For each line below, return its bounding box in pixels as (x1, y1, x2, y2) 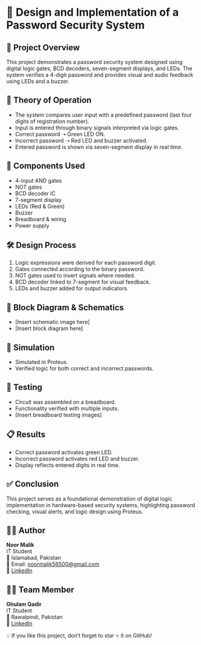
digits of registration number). (14, 117, 89, 125)
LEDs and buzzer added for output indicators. (14, 285, 129, 292)
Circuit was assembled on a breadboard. (14, 398, 116, 406)
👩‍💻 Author (6, 525, 46, 536)
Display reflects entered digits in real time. (14, 461, 120, 468)
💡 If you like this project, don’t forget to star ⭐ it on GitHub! (6, 632, 152, 640)
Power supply (14, 222, 49, 229)
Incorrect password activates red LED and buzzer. (14, 455, 140, 462)
